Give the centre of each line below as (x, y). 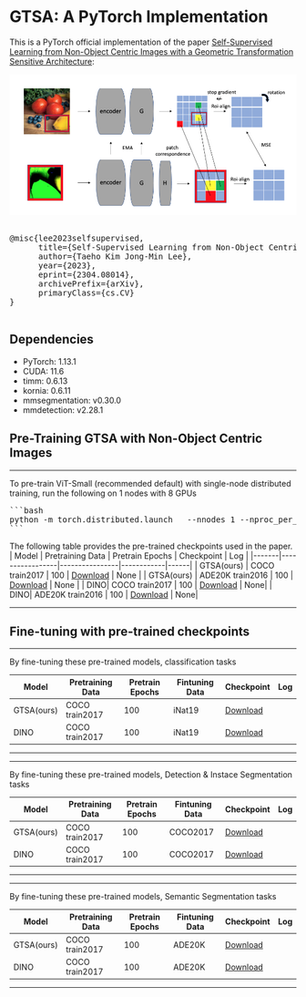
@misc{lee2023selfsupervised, (77, 238)
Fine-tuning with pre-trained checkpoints (130, 632)
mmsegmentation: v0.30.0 (71, 400)
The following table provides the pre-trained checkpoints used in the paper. (151, 546)
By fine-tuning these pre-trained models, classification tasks (123, 662)
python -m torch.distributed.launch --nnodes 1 (122, 519)
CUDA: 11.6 (43, 371)
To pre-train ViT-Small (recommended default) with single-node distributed (150, 483)
